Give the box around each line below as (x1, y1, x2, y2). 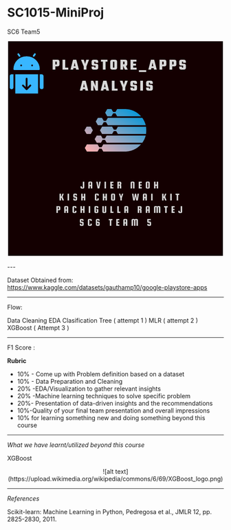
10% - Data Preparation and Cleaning (16, 377, 123, 385)
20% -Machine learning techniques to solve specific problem (16, 391, 191, 400)
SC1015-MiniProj (7, 5, 104, 21)
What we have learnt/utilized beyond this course (7, 441, 145, 449)
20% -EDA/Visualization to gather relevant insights (16, 384, 162, 393)
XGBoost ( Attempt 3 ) (7, 323, 70, 332)
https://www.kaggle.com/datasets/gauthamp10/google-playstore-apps (7, 283, 208, 291)
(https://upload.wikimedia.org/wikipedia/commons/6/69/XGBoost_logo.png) (8, 474, 223, 483)
